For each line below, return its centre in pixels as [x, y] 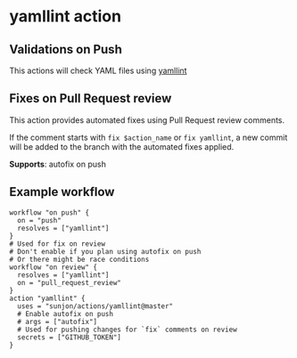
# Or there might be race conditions [79, 259]
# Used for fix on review [57, 244]
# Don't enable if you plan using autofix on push [105, 251]
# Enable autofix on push [66, 313]
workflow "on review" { [54, 267]
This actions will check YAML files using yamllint [98, 70]
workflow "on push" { [49, 212]
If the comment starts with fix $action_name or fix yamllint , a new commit [148, 137]
